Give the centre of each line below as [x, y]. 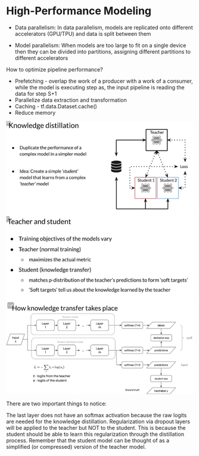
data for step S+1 [36, 93]
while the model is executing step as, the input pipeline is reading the [99, 87]
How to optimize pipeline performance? [55, 69]
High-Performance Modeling [79, 11]
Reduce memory [35, 113]
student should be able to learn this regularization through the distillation [95, 434]
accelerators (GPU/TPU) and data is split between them [83, 33]
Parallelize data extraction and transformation [71, 100]
